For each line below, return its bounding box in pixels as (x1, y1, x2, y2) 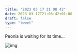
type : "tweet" (5, 20, 34, 25)
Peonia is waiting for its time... (5, 33, 65, 39)
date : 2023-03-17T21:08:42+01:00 (5, 11, 73, 16)
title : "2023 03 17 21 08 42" (5, 7, 66, 12)
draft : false (5, 16, 31, 21)
